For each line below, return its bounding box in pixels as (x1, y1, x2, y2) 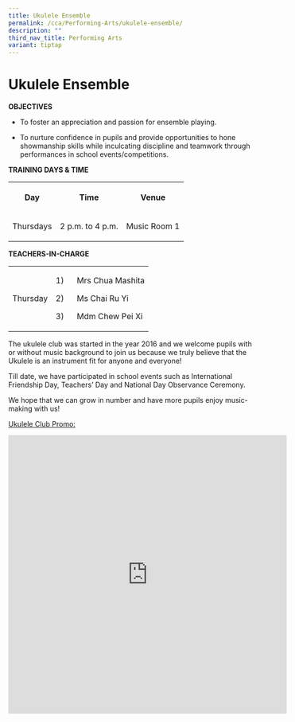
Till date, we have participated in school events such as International (8, 372, 233, 381)
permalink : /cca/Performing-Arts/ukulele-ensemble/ (8, 19, 183, 27)
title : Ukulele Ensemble (8, 11, 91, 20)
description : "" (8, 26, 62, 34)
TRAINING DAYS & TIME (8, 165, 89, 175)
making (8, 404, 33, 414)
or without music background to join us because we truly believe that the (8, 348, 247, 357)
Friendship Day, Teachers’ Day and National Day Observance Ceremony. (8, 380, 246, 390)
